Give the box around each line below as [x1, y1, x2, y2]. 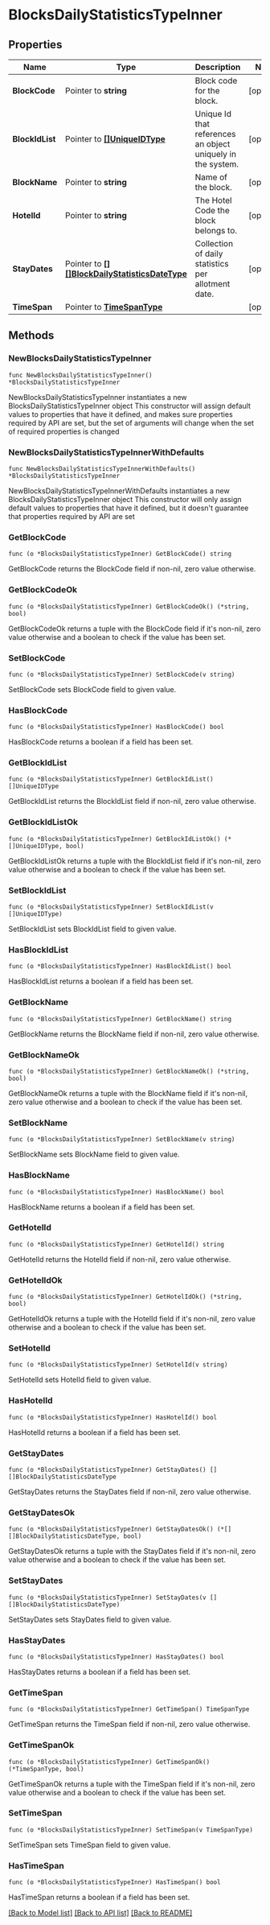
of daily [194, 248, 223, 259]
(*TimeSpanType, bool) [8, 1765, 84, 1773]
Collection [194, 238, 234, 249]
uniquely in [194, 149, 237, 159]
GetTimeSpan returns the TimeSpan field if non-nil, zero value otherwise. [8, 1720, 251, 1729]
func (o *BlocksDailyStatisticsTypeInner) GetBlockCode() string [8, 550, 231, 559]
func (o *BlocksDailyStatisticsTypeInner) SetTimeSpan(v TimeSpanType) [8, 1825, 253, 1834]
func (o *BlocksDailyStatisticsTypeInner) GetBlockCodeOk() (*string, [8, 602, 250, 611]
